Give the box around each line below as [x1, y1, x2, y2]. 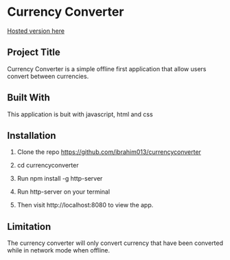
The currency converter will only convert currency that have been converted [7, 239, 224, 247]
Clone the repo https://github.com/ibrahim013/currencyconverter [16, 148, 201, 156]
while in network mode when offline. [7, 246, 111, 255]
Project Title [7, 47, 60, 58]
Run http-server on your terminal [16, 187, 111, 196]
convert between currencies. [7, 72, 89, 80]
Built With [7, 92, 50, 103]
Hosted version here [7, 27, 65, 35]
